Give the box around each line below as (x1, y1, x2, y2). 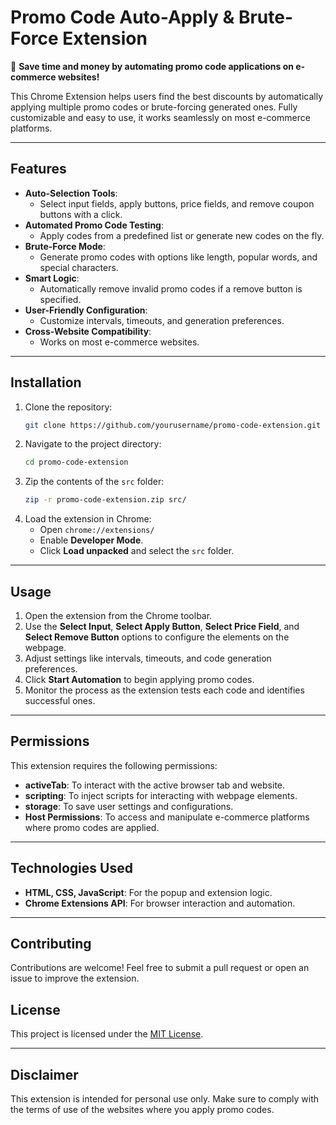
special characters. (39, 261, 119, 273)
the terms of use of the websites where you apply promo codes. (10, 1104, 275, 1116)
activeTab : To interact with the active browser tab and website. (24, 779, 286, 791)
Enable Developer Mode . (39, 534, 144, 546)
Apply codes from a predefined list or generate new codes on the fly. (39, 229, 325, 241)
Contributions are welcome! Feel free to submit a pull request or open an (10, 962, 310, 974)
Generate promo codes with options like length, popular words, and (39, 251, 318, 263)
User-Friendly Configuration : (24, 304, 148, 316)
